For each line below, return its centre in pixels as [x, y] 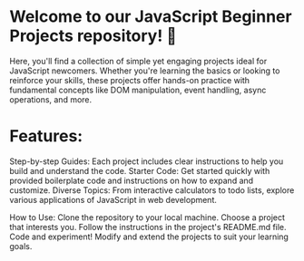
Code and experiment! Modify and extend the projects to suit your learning [149, 237]
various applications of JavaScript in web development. [113, 199]
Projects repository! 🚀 [93, 36]
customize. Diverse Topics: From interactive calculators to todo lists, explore [152, 190]
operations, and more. [51, 99]
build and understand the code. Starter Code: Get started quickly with [140, 170]
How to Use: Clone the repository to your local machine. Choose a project [147, 217]
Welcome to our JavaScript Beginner [151, 17]
